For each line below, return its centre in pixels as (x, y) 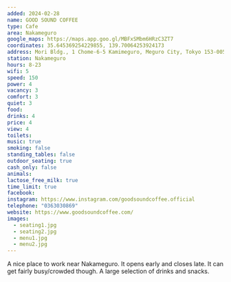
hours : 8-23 (24, 65)
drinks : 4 (21, 116)
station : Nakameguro (37, 59)
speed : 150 (23, 78)
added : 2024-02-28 (33, 13)
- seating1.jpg (35, 225)
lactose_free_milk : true (43, 180)
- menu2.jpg (31, 244)
